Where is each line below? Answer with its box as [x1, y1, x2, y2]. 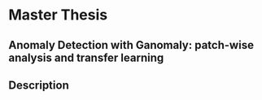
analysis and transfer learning [8, 50, 164, 64]
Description [8, 78, 69, 92]
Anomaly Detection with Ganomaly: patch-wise [8, 38, 255, 52]
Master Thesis [8, 6, 108, 24]
